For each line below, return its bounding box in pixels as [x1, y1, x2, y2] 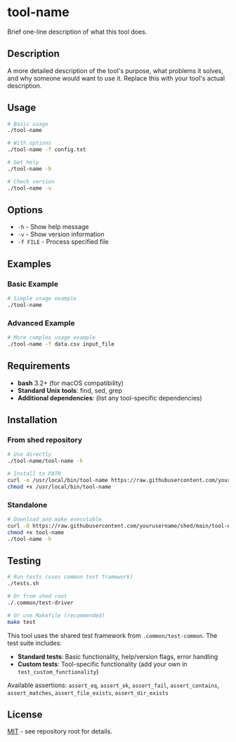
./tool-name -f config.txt [7, 146, 86, 153]
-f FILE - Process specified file [17, 237, 109, 246]
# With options [7, 140, 52, 147]
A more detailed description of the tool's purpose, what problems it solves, [7, 66, 223, 74]
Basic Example [7, 279, 58, 289]
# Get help [7, 159, 39, 166]
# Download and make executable [7, 516, 102, 523]
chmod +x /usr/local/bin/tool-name [7, 483, 112, 490]
